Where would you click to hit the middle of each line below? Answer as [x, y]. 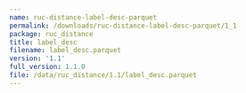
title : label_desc [43, 42]
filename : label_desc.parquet [66, 50]
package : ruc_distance [51, 34]
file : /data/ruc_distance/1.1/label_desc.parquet [103, 75]
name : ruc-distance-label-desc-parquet [83, 17]
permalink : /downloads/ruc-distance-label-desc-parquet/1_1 [123, 26]
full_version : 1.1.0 [48, 67]
